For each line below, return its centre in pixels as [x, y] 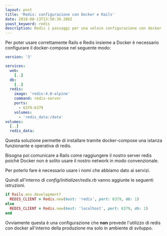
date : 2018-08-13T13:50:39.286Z [39, 19]
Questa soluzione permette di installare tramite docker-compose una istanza [84, 141]
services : [15, 66]
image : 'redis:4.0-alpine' [42, 94]
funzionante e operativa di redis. [38, 146]
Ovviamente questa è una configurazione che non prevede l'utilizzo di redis [83, 223]
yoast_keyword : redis [28, 24]
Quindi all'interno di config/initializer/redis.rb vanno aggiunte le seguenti [79, 180]
